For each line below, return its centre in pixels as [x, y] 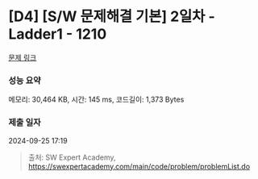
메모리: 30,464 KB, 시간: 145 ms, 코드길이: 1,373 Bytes [96, 100]
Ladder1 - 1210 [58, 34]
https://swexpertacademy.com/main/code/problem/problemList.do [139, 166]
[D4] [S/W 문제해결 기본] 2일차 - [112, 17]
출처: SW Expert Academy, [72, 157]
